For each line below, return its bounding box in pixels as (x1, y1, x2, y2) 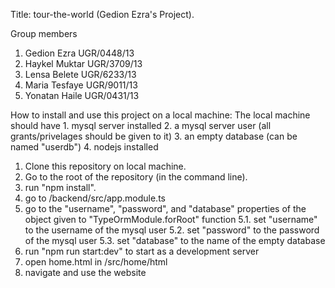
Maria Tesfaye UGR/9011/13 (24, 79, 138, 91)
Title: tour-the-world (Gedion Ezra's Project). (10, 9, 195, 20)
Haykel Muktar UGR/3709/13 (24, 58, 143, 69)
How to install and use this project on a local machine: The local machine (10, 109, 311, 121)
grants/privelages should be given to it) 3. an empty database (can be (10, 130, 298, 142)
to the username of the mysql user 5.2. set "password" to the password (24, 224, 320, 236)
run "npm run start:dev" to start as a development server (24, 245, 260, 257)
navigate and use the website (24, 267, 147, 278)
